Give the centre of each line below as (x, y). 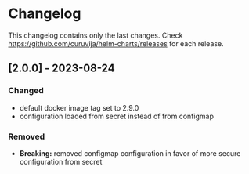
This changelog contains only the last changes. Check (96, 35)
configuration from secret (61, 161)
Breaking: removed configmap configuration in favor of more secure (130, 153)
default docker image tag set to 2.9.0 (79, 107)
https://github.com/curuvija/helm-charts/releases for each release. (116, 43)
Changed (26, 91)
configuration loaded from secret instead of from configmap (116, 116)
